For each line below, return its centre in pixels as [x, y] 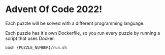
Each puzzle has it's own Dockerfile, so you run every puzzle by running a [83, 33]
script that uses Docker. [30, 38]
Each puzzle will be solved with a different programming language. [75, 23]
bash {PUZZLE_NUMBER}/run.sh [36, 47]
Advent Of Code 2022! [54, 9]
